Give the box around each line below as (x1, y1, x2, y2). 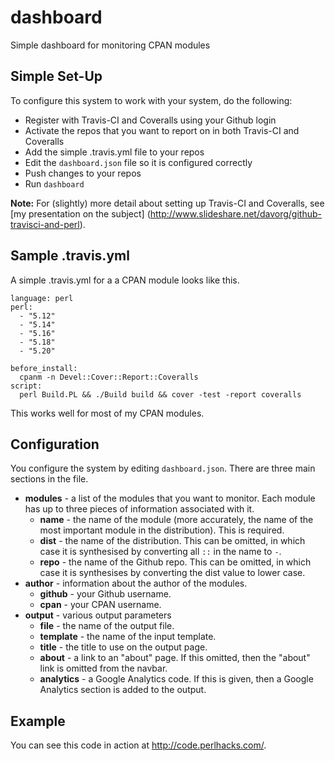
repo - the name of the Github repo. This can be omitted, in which (39, 556, 312, 568)
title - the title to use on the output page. (39, 641, 208, 653)
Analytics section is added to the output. (39, 684, 207, 696)
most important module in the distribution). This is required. (39, 524, 285, 536)
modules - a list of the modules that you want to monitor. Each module (24, 492, 316, 505)
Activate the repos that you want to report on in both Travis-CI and (24, 124, 300, 136)
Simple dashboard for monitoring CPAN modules (10, 39, 211, 51)
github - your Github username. (39, 588, 172, 600)
